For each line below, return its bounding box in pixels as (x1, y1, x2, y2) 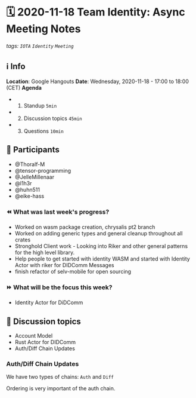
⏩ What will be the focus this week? (6, 283, 113, 291)
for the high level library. (14, 249, 75, 256)
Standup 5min (23, 102, 57, 109)
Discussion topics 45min (23, 115, 82, 122)
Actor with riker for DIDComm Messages (14, 261, 114, 268)
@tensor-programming (14, 167, 71, 174)
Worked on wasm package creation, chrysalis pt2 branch (14, 223, 155, 231)
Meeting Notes (6, 22, 81, 36)
